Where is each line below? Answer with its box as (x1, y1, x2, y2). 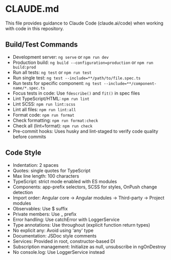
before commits (12, 134, 46, 140)
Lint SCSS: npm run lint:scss (12, 101, 76, 107)
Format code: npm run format (12, 112, 75, 118)
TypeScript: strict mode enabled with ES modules (12, 178, 117, 184)
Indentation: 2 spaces (12, 162, 59, 168)
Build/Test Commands (5, 40, 78, 49)
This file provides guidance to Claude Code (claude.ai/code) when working (5, 20, 164, 26)
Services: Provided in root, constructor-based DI (12, 238, 115, 244)
